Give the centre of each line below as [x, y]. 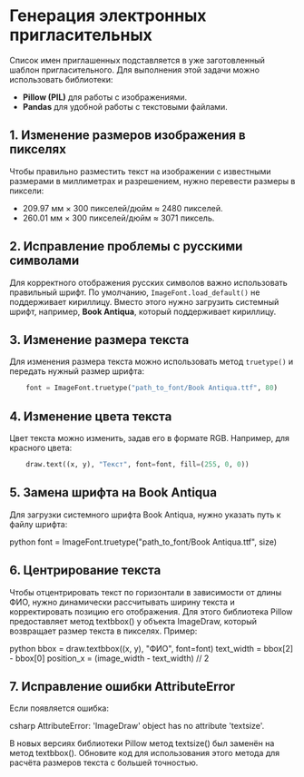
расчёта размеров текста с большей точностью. [104, 762]
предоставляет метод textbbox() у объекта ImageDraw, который [133, 621]
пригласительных [81, 35]
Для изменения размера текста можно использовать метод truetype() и [152, 362]
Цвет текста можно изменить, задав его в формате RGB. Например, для [150, 438]
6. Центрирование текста [85, 570]
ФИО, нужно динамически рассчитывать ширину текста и [122, 602]
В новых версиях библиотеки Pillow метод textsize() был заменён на [142, 743]
